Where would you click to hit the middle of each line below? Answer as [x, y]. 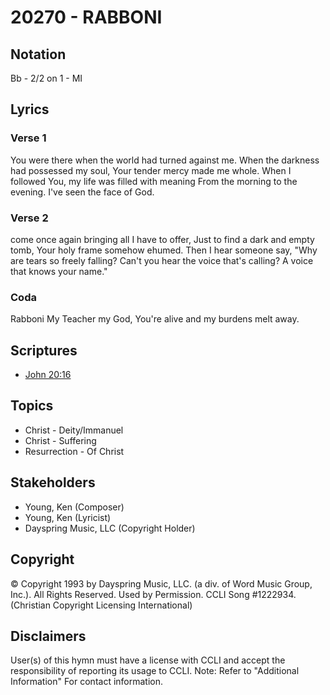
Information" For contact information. [87, 682]
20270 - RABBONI [86, 17]
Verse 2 [29, 218]
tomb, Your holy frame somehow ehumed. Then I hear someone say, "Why [164, 250]
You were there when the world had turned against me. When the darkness [165, 160]
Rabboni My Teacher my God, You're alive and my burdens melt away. [155, 319]
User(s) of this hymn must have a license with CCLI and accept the [148, 660]
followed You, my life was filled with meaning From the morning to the [154, 181]
